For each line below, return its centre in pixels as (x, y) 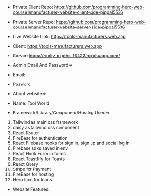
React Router (26, 133)
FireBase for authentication (40, 138)
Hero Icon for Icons (32, 180)
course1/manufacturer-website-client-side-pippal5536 (68, 12)
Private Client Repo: (33, 7)
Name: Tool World (31, 103)
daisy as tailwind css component (46, 127)
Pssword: (22, 84)
